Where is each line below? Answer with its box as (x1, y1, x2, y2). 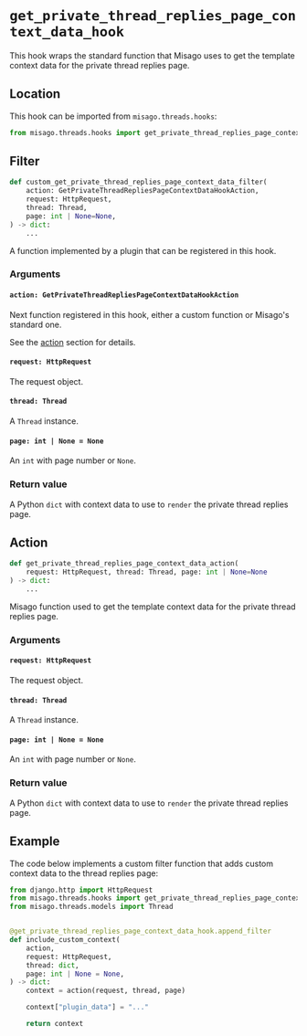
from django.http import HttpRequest (9, 885, 153, 894)
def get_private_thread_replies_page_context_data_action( (9, 559, 239, 568)
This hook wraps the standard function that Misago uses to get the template (9, 49, 295, 61)
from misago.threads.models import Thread (9, 903, 174, 912)
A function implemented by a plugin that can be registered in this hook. (9, 245, 277, 256)
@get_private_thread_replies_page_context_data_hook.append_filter (9, 926, 272, 936)
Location (9, 86, 61, 102)
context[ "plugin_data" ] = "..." (26, 1003, 149, 1012)
